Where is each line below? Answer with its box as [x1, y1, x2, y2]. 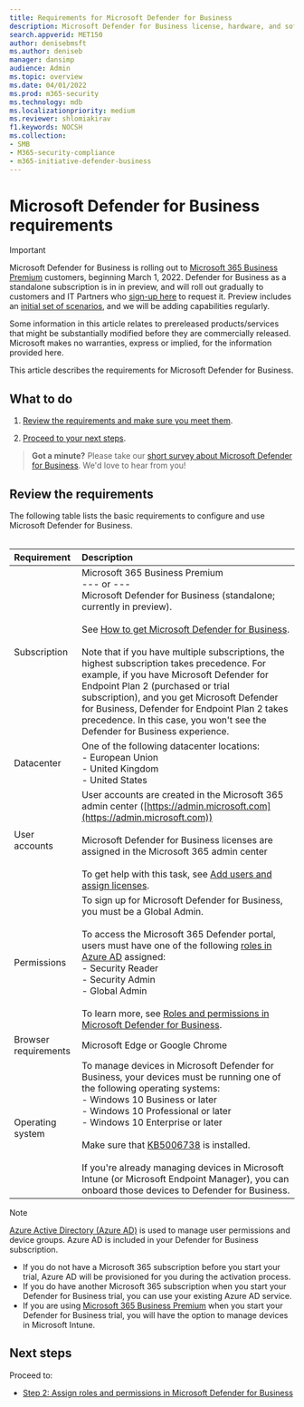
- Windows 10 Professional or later [81, 1105, 232, 1118]
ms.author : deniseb [9, 47, 83, 56]
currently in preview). [81, 600, 173, 613]
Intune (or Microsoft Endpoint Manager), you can [81, 1173, 290, 1186]
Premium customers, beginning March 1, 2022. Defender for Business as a [9, 272, 287, 283]
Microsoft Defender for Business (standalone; [81, 589, 276, 602]
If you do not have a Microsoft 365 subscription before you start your [22, 1262, 280, 1273]
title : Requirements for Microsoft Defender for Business [9, 13, 233, 23]
